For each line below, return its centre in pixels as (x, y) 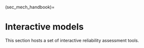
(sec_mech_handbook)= (30, 7)
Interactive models (45, 27)
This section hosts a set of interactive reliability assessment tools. (72, 40)
